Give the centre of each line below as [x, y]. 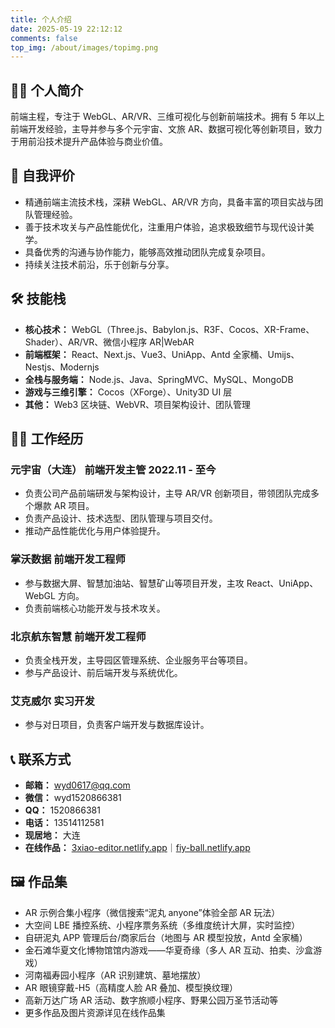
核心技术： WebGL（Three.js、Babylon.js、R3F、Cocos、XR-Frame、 [169, 329]
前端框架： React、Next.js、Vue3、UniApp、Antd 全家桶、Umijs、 [162, 354]
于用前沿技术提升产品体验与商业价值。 [89, 142]
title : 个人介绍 [41, 19]
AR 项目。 [74, 506]
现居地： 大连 [52, 835]
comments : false [44, 38]
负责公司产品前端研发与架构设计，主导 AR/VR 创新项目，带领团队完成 [168, 493]
